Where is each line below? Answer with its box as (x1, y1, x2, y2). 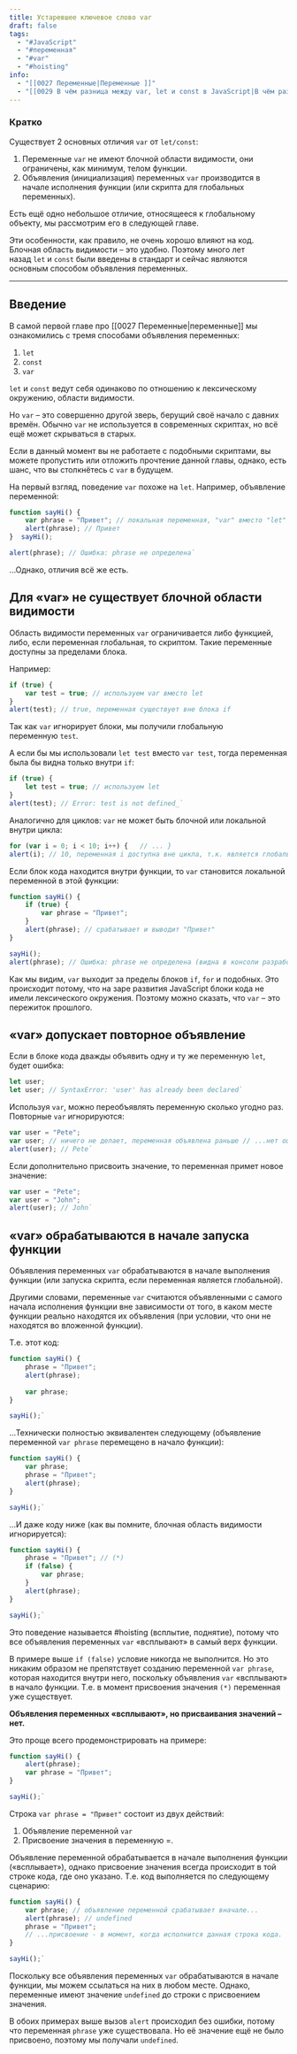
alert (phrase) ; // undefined (25, 1913, 133, 1923)
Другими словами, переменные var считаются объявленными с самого (9, 1292, 283, 1303)
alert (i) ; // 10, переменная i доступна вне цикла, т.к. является (9, 850, 259, 858)
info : (9, 71, 29, 80)
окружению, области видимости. (9, 392, 135, 403)
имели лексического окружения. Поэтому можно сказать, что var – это (9, 992, 281, 1003)
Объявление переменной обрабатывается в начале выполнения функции (9, 1851, 288, 1863)
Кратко (9, 116, 42, 128)
